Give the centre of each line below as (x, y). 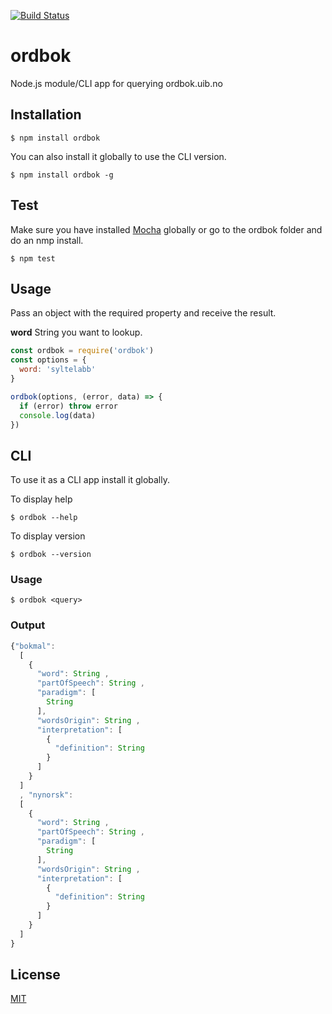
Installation (46, 115)
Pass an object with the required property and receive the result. (143, 313)
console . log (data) (58, 415)
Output (28, 625)
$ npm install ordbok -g (62, 175)
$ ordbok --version (51, 555)
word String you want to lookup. (76, 332)
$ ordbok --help (44, 518)
